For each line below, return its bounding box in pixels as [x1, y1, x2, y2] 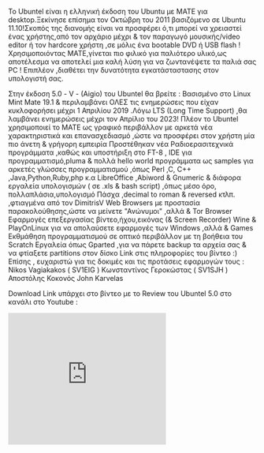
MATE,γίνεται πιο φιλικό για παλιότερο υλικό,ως [67, 49, 227, 58]
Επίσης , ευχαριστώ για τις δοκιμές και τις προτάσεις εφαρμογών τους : [8, 256, 244, 266]
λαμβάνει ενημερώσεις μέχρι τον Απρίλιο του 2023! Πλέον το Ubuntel [8, 114, 239, 123]
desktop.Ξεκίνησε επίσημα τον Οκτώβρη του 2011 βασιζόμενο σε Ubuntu [8, 15, 246, 24]
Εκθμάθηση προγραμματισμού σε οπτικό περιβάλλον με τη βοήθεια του [8, 232, 244, 241]
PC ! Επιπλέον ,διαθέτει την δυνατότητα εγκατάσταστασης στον [8, 66, 219, 74]
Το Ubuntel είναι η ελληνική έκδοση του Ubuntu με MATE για [8, 7, 208, 16]
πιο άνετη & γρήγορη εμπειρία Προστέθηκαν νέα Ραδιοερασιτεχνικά [8, 140, 234, 148]
